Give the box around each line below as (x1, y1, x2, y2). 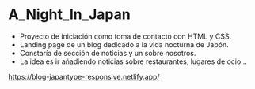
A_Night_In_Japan (8, 6, 131, 24)
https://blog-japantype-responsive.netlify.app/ (8, 72, 160, 81)
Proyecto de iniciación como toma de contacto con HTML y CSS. (19, 32, 232, 41)
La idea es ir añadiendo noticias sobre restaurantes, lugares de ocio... (19, 57, 248, 66)
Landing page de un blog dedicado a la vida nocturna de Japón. (19, 39, 229, 49)
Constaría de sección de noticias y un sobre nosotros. (19, 48, 196, 57)
